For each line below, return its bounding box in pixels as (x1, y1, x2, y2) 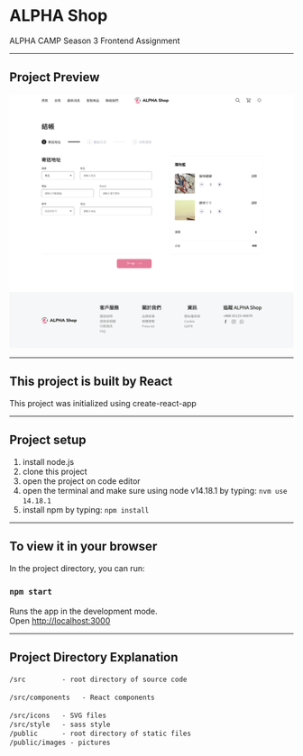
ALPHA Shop (9, 5, 108, 26)
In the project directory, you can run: (9, 562, 145, 573)
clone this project (22, 466, 87, 477)
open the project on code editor (22, 475, 142, 487)
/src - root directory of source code (9, 675, 188, 684)
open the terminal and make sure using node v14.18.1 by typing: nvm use (22, 485, 288, 496)
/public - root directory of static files (9, 729, 192, 738)
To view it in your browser (9, 539, 158, 554)
